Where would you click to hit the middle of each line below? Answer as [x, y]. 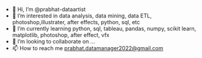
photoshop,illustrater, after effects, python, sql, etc [76, 22]
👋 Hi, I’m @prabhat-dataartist [49, 9]
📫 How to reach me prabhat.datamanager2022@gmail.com [88, 48]
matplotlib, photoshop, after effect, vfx [61, 35]
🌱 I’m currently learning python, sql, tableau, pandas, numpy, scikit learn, [104, 28]
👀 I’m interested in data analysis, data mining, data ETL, [82, 16]
